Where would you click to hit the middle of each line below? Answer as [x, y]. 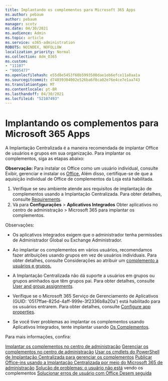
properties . [24, 312]
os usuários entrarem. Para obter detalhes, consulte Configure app [81, 307]
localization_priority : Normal [38, 52]
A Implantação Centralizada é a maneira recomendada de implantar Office [82, 148]
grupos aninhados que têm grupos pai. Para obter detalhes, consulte [83, 281]
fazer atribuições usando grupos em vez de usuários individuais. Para [85, 255]
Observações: [20, 225]
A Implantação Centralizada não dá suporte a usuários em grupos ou [83, 276]
